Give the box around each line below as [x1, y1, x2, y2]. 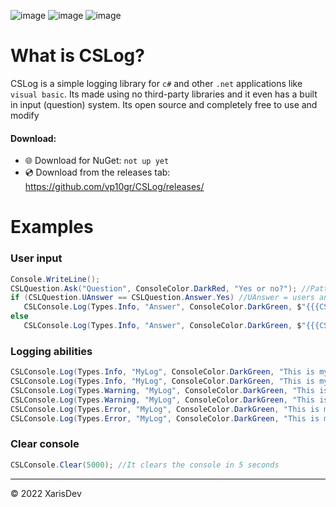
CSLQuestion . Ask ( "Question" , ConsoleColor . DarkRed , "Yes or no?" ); [10, 283, 298, 294]
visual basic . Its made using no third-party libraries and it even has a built [10, 88, 318, 100]
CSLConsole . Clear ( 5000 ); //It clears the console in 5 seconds [10, 460, 280, 470]
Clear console [10, 437, 80, 451]
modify [10, 109, 40, 121]
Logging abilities [10, 344, 93, 358]
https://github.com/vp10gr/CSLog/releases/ [24, 181, 205, 193]
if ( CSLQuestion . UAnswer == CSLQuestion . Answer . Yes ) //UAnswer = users [10, 293, 315, 303]
